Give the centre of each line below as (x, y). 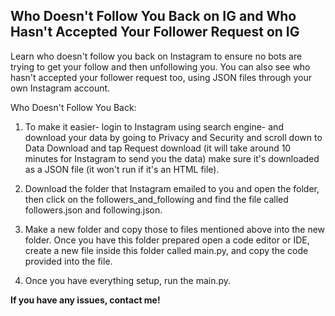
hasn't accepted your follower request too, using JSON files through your (161, 77)
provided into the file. (68, 261)
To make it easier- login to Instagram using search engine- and (154, 126)
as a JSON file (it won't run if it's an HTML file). (122, 169)
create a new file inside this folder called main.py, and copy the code (166, 250)
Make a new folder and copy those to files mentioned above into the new (175, 229)
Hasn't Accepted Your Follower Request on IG (155, 32)
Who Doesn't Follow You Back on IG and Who (153, 16)
